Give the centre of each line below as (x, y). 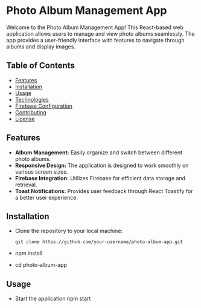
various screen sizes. (41, 172)
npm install (29, 253)
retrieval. (26, 185)
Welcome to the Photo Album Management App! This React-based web (95, 27)
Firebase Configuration (43, 106)
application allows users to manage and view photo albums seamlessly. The (101, 33)
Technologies (32, 99)
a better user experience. (46, 197)
